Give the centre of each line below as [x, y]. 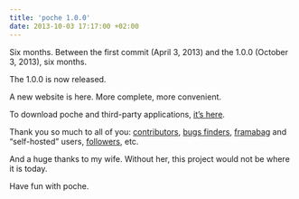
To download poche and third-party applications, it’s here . [117, 114]
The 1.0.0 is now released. [58, 79]
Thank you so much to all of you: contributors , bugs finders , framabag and [148, 131]
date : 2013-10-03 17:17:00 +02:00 [75, 26]
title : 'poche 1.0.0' [50, 18]
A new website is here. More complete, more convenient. [116, 97]
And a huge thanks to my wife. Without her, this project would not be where [150, 158]
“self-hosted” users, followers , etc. [74, 141]
